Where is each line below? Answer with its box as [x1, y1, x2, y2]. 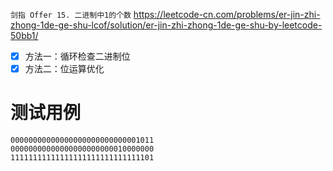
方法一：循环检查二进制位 [24, 50, 131, 62]
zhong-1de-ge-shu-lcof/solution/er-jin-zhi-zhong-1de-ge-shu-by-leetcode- [10, 19, 323, 31]
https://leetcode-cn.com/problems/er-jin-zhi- [133, 9, 321, 20]
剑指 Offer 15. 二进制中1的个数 [10, 10, 132, 20]
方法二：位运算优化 [24, 63, 105, 75]
